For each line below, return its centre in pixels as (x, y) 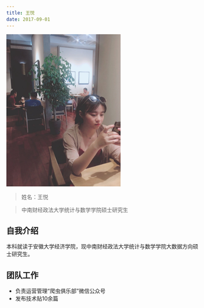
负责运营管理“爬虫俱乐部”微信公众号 (60, 291)
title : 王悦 (20, 13)
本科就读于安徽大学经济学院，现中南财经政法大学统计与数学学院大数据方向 (100, 247)
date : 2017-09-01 (28, 19)
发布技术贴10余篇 (37, 299)
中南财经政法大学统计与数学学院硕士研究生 (75, 209)
